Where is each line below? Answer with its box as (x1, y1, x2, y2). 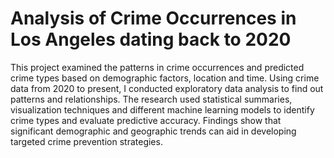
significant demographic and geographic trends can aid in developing (10, 125, 297, 137)
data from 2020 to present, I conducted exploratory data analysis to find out (10, 82, 324, 94)
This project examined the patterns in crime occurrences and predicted (10, 61, 305, 73)
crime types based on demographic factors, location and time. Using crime (10, 72, 320, 84)
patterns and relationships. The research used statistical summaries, (10, 93, 293, 105)
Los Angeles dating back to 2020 (10, 28, 292, 51)
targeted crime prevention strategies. (10, 135, 163, 147)
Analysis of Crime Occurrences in (10, 7, 297, 30)
